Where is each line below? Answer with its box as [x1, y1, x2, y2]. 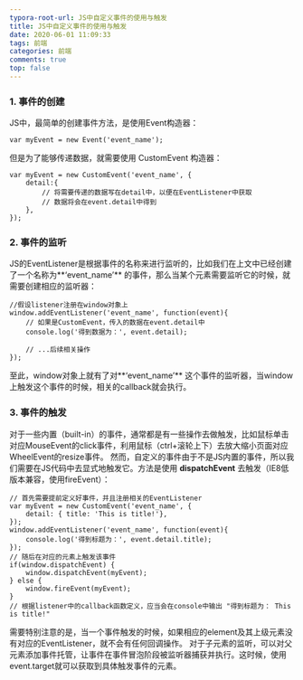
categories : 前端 [9, 47, 72, 56]
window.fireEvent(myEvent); [25, 584, 131, 593]
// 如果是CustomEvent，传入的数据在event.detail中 [25, 318, 205, 327]
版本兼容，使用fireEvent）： [9, 474, 110, 485]
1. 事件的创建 [9, 95, 65, 108]
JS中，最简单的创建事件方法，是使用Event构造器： [9, 118, 199, 128]
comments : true [9, 55, 67, 64]
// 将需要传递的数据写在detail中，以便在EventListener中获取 [42, 188, 252, 197]
